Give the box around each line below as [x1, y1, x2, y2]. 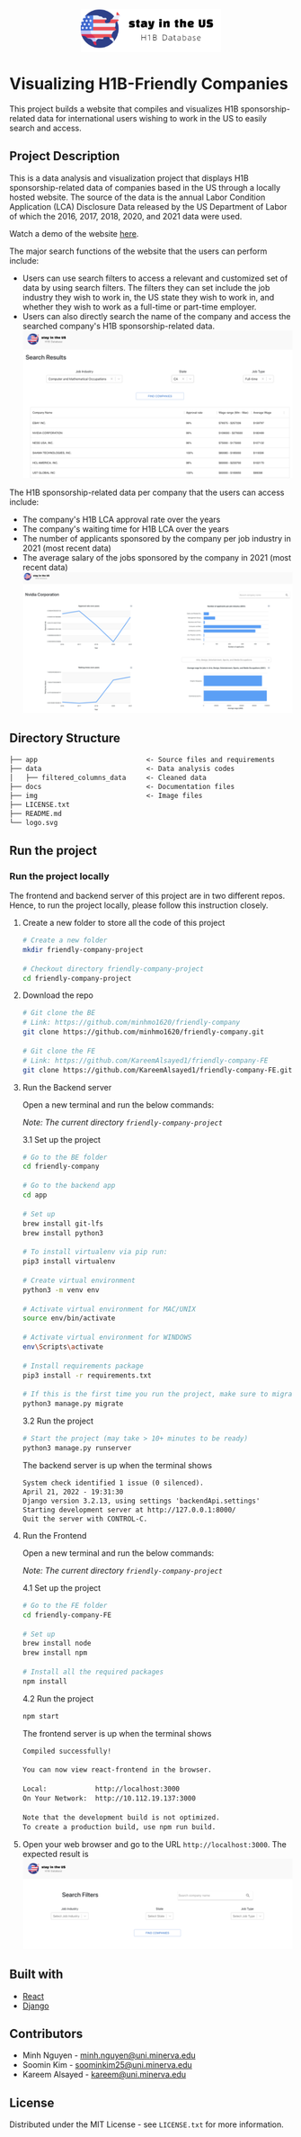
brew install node [22, 1639, 92, 1648]
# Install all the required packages [22, 1667, 164, 1677]
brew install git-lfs [22, 1219, 103, 1228]
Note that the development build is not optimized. [22, 1813, 220, 1822]
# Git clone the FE [22, 1046, 96, 1055]
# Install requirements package [22, 1361, 144, 1370]
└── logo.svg [9, 819, 58, 828]
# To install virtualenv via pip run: [22, 1247, 168, 1257]
